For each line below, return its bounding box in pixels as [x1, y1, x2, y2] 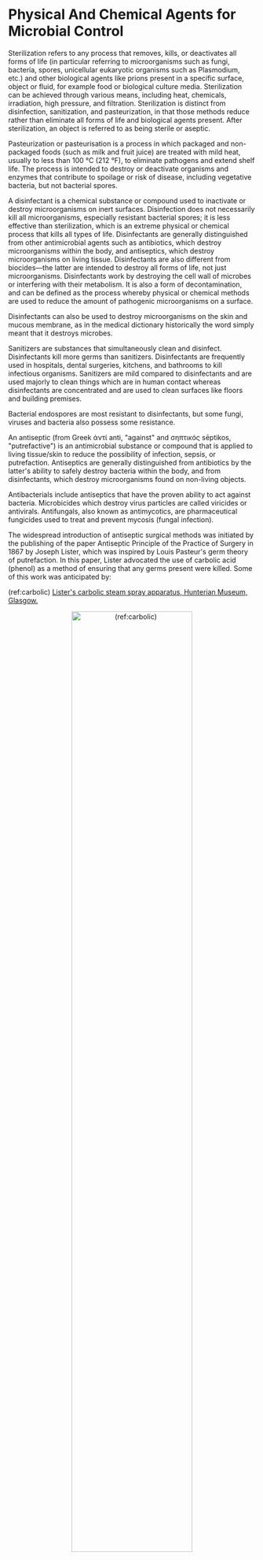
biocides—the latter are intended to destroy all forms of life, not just [8, 262, 227, 272]
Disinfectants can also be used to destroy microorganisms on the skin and [8, 311, 248, 321]
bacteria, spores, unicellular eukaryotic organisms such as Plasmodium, [8, 65, 241, 74]
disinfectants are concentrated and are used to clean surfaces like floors [8, 385, 243, 395]
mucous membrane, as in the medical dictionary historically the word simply [8, 320, 254, 329]
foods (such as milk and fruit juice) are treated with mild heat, [42, 147, 241, 157]
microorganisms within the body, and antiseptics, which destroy [8, 246, 214, 255]
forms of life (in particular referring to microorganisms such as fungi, [8, 57, 230, 66]
